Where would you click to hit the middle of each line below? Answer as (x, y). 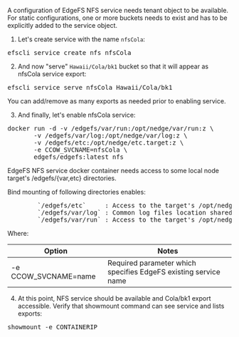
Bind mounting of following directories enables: (76, 192)
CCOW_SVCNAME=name (53, 276)
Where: (18, 233)
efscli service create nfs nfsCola (69, 53)
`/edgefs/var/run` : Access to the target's (116, 220)
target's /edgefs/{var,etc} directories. (62, 178)
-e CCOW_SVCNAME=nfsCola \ (81, 150)
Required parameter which (152, 263)
